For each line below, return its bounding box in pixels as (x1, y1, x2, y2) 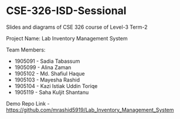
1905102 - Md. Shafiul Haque (14, 70, 85, 77)
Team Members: (6, 46, 46, 53)
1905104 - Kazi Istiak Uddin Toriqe (14, 82, 98, 89)
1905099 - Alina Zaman (14, 63, 72, 71)
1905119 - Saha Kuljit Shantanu (14, 89, 89, 96)
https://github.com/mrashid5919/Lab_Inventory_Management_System (6, 106, 174, 113)
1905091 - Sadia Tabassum (14, 57, 80, 64)
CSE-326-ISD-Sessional (6, 4, 127, 18)
